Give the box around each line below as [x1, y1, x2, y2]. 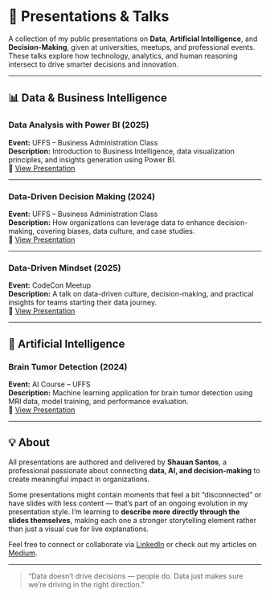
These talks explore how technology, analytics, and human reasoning [8, 51, 238, 60]
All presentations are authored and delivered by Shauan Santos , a [8, 457, 227, 467]
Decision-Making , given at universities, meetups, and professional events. [8, 42, 256, 51]
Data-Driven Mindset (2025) [8, 262, 121, 273]
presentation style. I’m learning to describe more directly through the [8, 506, 240, 517]
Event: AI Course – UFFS [8, 379, 91, 389]
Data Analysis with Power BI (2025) [8, 120, 149, 131]
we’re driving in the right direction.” [27, 579, 145, 589]
